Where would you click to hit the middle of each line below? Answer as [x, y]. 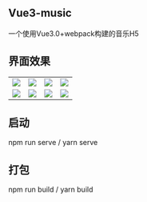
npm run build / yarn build [51, 190]
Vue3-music [40, 13]
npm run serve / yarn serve [53, 143]
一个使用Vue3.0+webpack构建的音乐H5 [74, 33]
